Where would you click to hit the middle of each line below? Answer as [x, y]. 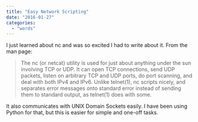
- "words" [23, 28]
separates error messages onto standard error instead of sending [101, 88]
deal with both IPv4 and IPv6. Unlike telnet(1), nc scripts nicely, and [103, 82]
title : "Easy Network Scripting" [48, 12]
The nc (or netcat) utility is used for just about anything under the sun [106, 63]
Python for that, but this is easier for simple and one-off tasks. [82, 112]
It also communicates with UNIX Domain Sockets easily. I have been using [97, 106]
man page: [19, 52]
